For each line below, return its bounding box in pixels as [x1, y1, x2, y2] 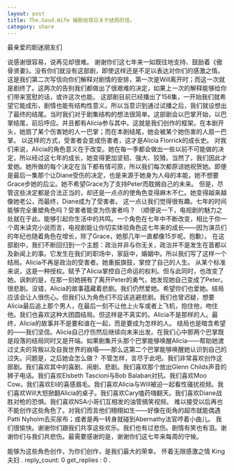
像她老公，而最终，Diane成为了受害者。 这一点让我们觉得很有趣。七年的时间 [7, 197, 227, 206]
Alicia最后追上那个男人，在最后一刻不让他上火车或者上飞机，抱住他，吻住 [7, 302, 218, 310]
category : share [7, 23, 54, 30]
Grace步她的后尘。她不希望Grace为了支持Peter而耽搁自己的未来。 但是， [7, 180, 218, 188]
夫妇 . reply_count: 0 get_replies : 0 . [7, 456, 111, 464]
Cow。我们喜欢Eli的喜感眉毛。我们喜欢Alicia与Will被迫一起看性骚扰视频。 [7, 380, 218, 389]
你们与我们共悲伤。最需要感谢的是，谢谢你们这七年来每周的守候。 [13, 433, 203, 441]
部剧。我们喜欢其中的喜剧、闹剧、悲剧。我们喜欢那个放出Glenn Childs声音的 [7, 363, 227, 371]
